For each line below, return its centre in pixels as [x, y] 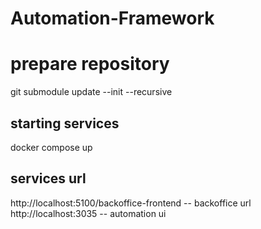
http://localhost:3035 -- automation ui [88, 213]
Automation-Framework [112, 18]
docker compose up [51, 147]
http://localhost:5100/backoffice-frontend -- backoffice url [131, 203]
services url [48, 178]
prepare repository [90, 64]
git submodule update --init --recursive [91, 92]
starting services [65, 123]
